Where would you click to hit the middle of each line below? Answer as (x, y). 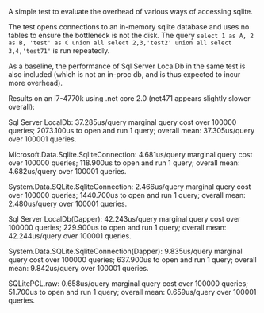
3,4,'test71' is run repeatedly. (59, 50)
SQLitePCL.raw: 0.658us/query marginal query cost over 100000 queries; (128, 284)
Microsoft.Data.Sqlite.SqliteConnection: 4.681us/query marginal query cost (130, 155)
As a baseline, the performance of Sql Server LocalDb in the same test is (127, 66)
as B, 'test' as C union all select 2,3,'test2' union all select (120, 43)
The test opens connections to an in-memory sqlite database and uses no (129, 27)
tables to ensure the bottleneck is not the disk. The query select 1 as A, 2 (131, 35)
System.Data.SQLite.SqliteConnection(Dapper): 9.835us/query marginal (126, 251)
